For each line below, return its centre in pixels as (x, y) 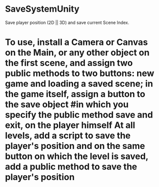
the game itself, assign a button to (75, 94)
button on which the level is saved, (77, 156)
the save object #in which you (67, 105)
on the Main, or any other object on (77, 53)
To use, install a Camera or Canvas (76, 42)
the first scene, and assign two (69, 63)
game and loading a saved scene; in (79, 84)
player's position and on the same (75, 146)
